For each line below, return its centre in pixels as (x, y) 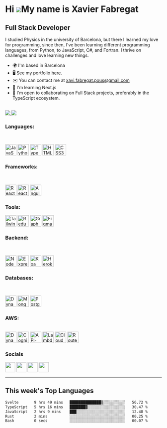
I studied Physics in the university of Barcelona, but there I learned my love (82, 39)
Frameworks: (22, 167)
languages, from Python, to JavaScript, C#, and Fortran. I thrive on (73, 50)
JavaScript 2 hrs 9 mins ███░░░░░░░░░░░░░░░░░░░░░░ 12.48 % (77, 412)
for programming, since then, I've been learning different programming (78, 45)
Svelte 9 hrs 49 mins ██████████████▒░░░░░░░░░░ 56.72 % (77, 402)
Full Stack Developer (38, 28)
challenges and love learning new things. (47, 55)
